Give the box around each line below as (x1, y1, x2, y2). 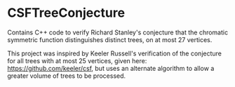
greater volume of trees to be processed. (7, 72, 126, 80)
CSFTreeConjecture (7, 5, 125, 21)
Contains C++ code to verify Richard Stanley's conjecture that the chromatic (7, 28, 229, 36)
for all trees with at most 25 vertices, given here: (7, 56, 147, 65)
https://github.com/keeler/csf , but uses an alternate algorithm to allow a (7, 64, 215, 72)
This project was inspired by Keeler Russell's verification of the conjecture (7, 49, 222, 58)
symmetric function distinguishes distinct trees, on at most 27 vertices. (7, 35, 213, 43)
